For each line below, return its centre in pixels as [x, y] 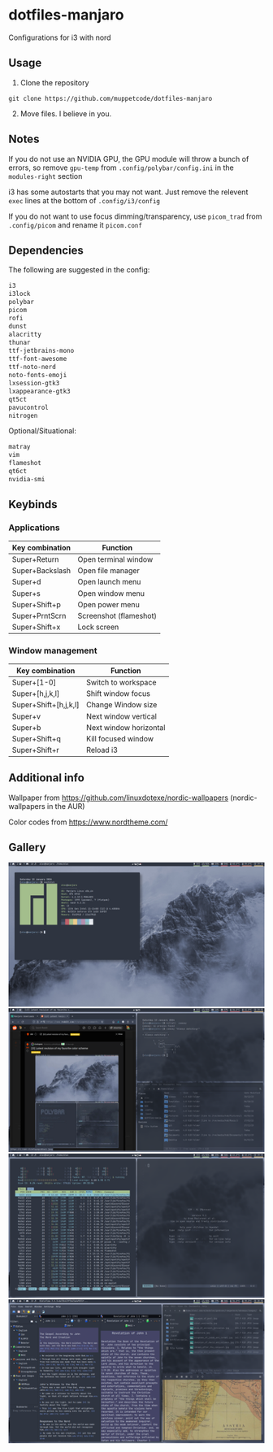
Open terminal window [115, 559]
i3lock [19, 294]
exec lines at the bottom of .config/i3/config [84, 200]
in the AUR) [66, 806]
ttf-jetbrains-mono [41, 351]
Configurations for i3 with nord [60, 37]
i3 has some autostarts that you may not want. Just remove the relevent [128, 192]
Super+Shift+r [35, 750]
